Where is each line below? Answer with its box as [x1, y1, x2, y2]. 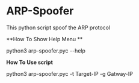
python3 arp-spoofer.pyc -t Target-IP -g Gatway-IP [6, 70, 134, 77]
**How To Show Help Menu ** [6, 35, 83, 42]
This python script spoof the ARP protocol [6, 24, 111, 31]
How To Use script [6, 59, 53, 66]
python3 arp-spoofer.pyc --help [6, 47, 86, 54]
